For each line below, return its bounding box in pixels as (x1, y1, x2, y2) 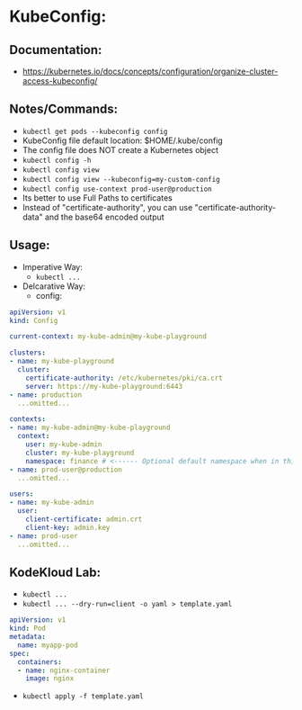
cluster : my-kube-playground (25, 448, 135, 457)
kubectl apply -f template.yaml (22, 692, 144, 701)
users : (9, 490, 34, 499)
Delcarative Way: (22, 281, 85, 292)
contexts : (9, 415, 47, 424)
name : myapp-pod (17, 641, 78, 650)
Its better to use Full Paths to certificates (22, 192, 173, 203)
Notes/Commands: (9, 102, 119, 117)
